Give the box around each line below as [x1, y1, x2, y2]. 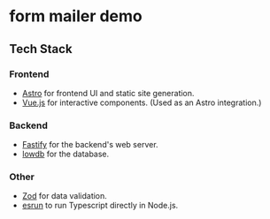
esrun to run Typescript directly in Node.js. [21, 200, 179, 211]
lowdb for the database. [21, 148, 110, 160]
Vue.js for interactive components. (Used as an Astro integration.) [21, 97, 262, 108]
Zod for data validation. [21, 191, 108, 201]
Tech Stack [9, 42, 73, 57]
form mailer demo [9, 6, 143, 26]
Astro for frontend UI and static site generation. [21, 87, 195, 98]
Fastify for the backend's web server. [21, 140, 158, 150]
